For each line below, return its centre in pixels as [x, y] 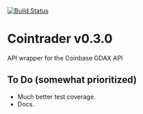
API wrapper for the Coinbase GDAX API [65, 58]
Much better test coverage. [57, 97]
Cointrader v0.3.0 [60, 39]
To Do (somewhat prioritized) [72, 80]
